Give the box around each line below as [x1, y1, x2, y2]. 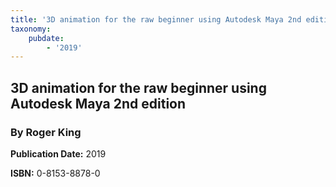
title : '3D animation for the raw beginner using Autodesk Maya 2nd [10, 14, 302, 25]
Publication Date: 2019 [10, 147, 107, 160]
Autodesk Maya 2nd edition [10, 95, 187, 112]
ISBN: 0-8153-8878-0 [10, 167, 101, 179]
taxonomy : [10, 24, 52, 34]
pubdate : [28, 33, 65, 43]
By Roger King [10, 125, 82, 139]
